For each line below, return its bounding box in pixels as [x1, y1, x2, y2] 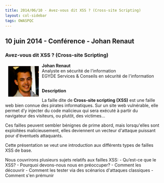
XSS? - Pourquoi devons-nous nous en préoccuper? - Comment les [5, 162, 141, 168]
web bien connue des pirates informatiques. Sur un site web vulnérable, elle [5, 103, 158, 109]
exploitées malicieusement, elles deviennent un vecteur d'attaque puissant [5, 128, 156, 134]
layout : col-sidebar [5, 13, 47, 18]
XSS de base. [5, 147, 33, 154]
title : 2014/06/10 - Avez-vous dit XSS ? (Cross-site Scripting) [5, 8, 141, 13]
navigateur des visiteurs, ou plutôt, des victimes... [5, 113, 105, 119]
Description [42, 88, 67, 94]
